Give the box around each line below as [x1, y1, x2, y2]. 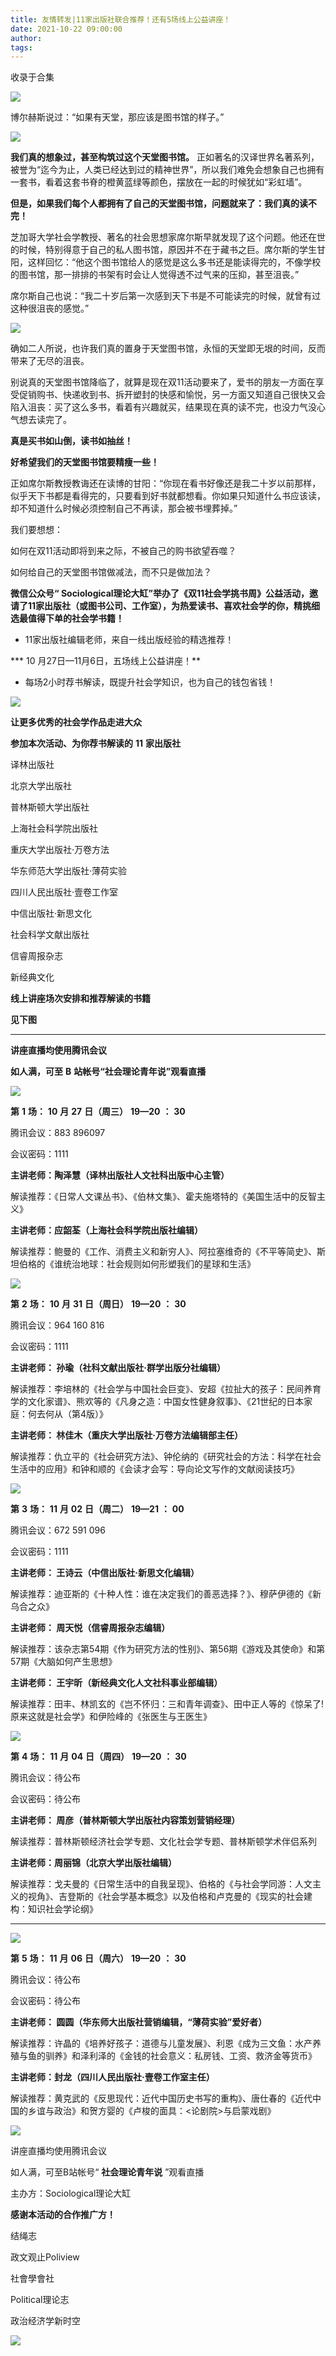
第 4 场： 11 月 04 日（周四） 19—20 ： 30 [10, 1751, 187, 1763]
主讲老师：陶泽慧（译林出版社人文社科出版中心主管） [10, 1169, 230, 1181]
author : [10, 33, 43, 43]
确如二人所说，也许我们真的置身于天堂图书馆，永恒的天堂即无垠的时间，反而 [10, 342, 326, 355]
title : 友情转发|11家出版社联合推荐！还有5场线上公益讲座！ [10, 14, 232, 25]
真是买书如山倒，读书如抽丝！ [10, 435, 133, 447]
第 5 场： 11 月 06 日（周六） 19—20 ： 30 [10, 1952, 187, 1965]
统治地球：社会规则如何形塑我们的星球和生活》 [62, 1258, 256, 1270]
